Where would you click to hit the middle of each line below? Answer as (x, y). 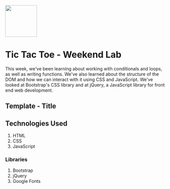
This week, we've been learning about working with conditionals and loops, (84, 68)
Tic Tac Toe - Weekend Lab (63, 55)
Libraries (16, 160)
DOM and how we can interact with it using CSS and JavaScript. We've (79, 79)
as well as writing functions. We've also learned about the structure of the (82, 74)
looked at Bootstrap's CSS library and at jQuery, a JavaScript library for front (85, 85)
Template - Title (31, 106)
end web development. (29, 90)
